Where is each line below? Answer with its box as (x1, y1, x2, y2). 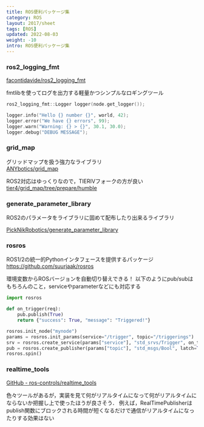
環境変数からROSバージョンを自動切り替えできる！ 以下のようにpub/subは (6, 275, 194, 282)
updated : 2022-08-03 (6, 32, 59, 38)
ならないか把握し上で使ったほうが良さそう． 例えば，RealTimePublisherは (6, 399, 192, 406)
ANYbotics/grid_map (6, 165, 59, 172)
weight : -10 (6, 37, 36, 43)
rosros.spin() (6, 350, 42, 357)
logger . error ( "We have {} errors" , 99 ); (6, 118, 110, 124)
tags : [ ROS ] (6, 26, 36, 32)
